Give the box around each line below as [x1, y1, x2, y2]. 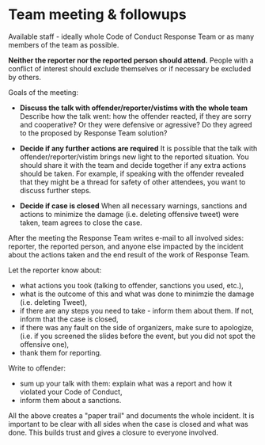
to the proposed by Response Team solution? [19, 128, 168, 138]
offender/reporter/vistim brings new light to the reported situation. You [19, 152, 249, 162]
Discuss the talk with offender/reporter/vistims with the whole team [19, 103, 248, 112]
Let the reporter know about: [8, 265, 102, 275]
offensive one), [19, 339, 70, 349]
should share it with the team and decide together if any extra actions [19, 160, 247, 169]
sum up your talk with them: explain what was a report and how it [19, 378, 233, 388]
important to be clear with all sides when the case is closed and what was [8, 419, 249, 428]
